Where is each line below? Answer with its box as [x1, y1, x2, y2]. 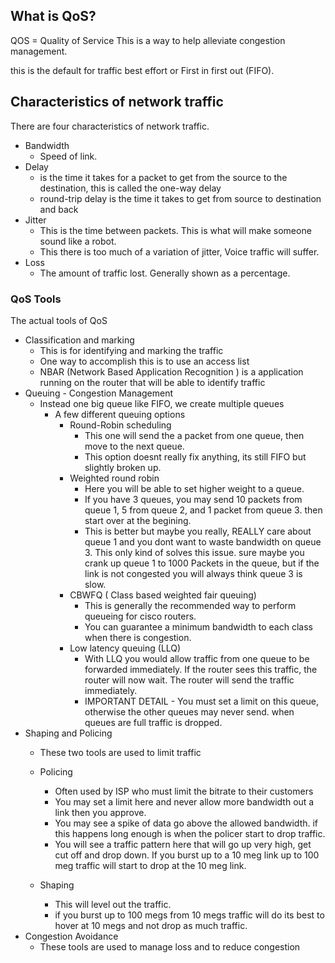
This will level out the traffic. [54, 898, 172, 910]
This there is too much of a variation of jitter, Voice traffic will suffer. [39, 245, 320, 258]
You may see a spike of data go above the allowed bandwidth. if [54, 817, 319, 829]
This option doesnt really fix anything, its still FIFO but [84, 450, 307, 463]
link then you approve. [54, 806, 147, 818]
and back [39, 203, 79, 215]
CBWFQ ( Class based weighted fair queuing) [69, 589, 257, 601]
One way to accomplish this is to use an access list [39, 355, 250, 367]
